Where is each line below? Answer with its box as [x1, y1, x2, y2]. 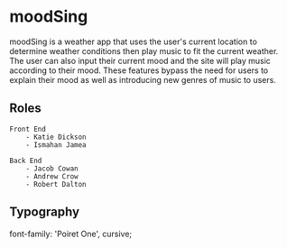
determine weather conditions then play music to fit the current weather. [9, 45, 279, 56]
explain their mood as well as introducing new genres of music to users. [9, 74, 277, 85]
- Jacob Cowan [25, 164, 79, 173]
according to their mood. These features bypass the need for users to [9, 65, 269, 76]
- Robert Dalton [25, 179, 88, 188]
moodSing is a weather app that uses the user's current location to [9, 36, 257, 47]
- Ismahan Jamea [25, 140, 88, 150]
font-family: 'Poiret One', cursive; [9, 228, 133, 239]
